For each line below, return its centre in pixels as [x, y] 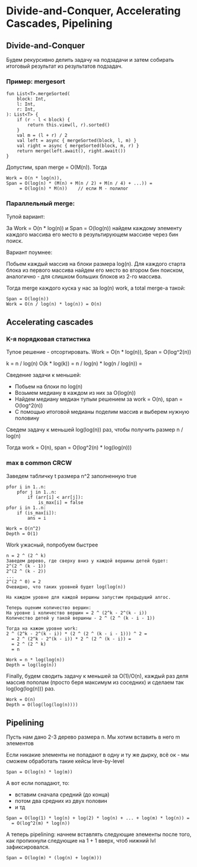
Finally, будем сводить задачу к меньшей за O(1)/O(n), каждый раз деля [97, 676]
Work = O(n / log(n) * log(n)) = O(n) [54, 304]
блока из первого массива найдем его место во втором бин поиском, [95, 270]
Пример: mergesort [36, 81]
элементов [20, 743]
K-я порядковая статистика [48, 339]
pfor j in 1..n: [37, 492]
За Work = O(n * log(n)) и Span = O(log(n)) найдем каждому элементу [94, 228]
